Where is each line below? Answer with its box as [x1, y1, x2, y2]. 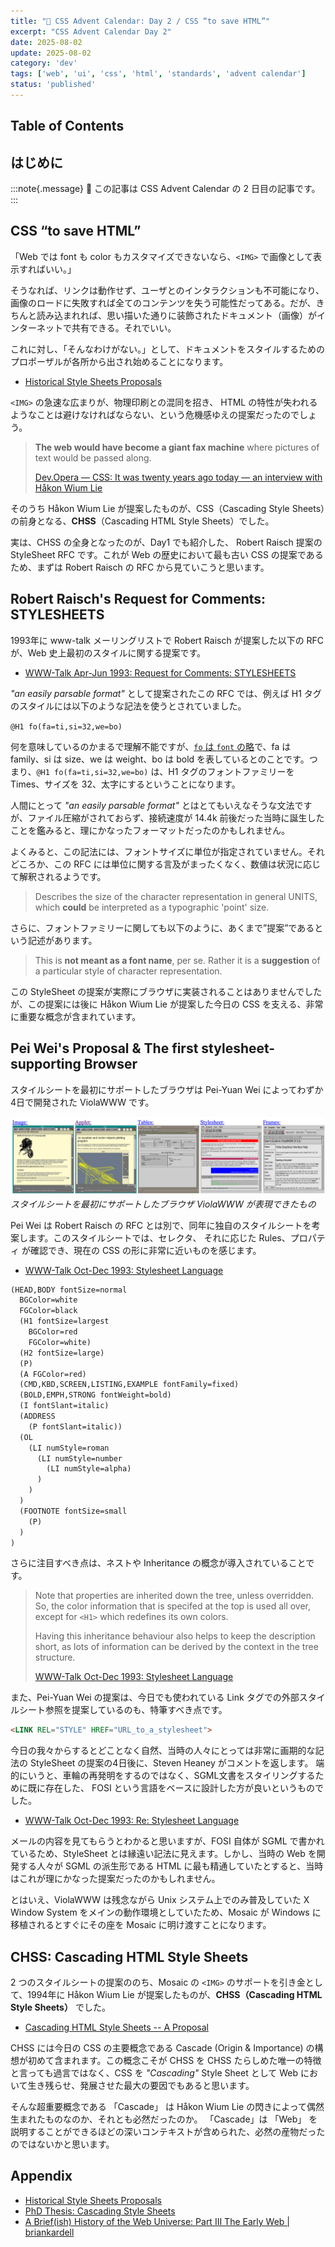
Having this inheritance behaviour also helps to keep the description [34, 1630, 316, 1642]
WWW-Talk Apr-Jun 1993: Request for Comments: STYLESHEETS [24, 666, 297, 679]
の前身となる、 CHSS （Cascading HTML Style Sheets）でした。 [10, 515, 275, 527]
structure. [34, 1651, 76, 1664]
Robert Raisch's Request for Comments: [10, 591, 267, 608]
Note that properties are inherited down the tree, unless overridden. [34, 1590, 315, 1602]
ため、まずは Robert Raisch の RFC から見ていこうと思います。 [10, 561, 270, 573]
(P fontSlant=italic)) [28, 1421, 123, 1432]
